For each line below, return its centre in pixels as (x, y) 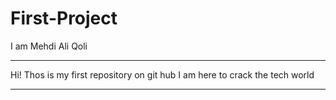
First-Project (64, 18)
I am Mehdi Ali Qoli (49, 46)
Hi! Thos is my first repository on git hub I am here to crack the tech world (162, 74)
